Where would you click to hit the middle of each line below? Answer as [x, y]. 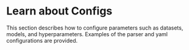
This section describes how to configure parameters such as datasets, [95, 28]
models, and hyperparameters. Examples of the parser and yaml [87, 34]
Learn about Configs [59, 11]
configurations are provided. [42, 40]
